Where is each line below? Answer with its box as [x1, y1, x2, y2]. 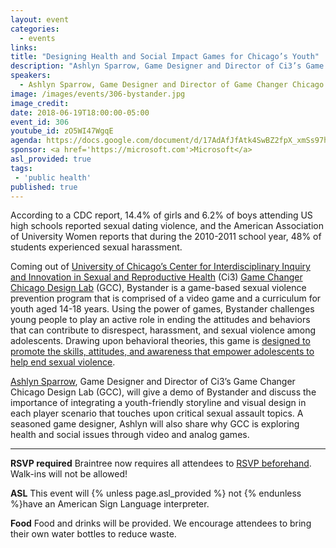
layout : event [10, 14, 70, 25]
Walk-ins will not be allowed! [10, 468, 128, 480]
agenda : [10, 136, 43, 146]
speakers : [10, 71, 52, 81]
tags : [10, 163, 33, 173]
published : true [10, 182, 78, 192]
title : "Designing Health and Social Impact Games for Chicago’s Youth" [10, 52, 320, 62]
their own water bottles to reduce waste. [10, 528, 177, 540]
